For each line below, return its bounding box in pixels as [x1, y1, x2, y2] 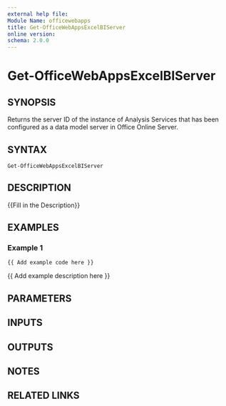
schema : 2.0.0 [7, 37, 50, 44]
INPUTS [7, 317, 43, 329]
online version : [7, 30, 56, 38]
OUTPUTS [7, 341, 53, 353]
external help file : [7, 10, 69, 18]
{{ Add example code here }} [7, 259, 94, 267]
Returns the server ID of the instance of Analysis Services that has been [7, 115, 220, 124]
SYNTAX [7, 144, 48, 156]
